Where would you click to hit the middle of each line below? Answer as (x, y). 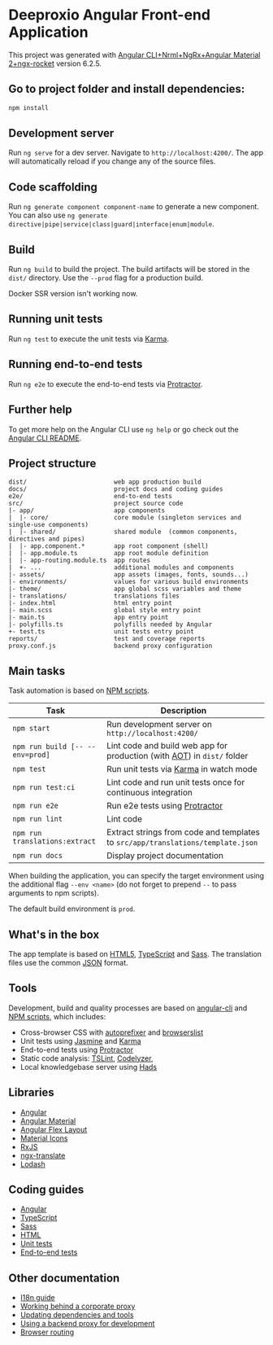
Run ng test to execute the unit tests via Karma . (89, 339)
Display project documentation (165, 856)
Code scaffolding (53, 187)
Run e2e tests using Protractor (165, 806)
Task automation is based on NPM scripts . (79, 690)
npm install (28, 107)
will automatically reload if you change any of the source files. (112, 161)
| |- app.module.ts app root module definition (108, 554)
